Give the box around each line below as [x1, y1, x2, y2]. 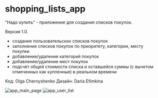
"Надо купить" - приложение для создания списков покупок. [5, 19, 133, 25]
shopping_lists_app [5, 3, 86, 14]
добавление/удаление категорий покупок [12, 53, 99, 59]
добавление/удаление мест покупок [12, 58, 88, 64]
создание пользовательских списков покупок [12, 38, 108, 44]
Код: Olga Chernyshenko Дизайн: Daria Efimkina [5, 78, 104, 84]
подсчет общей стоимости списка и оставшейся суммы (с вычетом [12, 64, 154, 70]
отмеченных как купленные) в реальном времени [12, 69, 117, 74]
